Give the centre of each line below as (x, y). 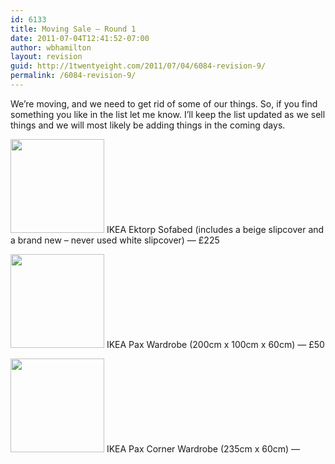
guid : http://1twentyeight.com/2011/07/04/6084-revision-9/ (138, 66)
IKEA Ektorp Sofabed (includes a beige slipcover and (215, 229)
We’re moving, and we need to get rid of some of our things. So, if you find (164, 103)
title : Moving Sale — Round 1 (73, 29)
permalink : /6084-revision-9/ (73, 76)
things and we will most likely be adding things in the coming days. (148, 125)
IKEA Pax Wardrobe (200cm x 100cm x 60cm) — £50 (215, 344)
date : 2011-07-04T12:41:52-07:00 (80, 38)
